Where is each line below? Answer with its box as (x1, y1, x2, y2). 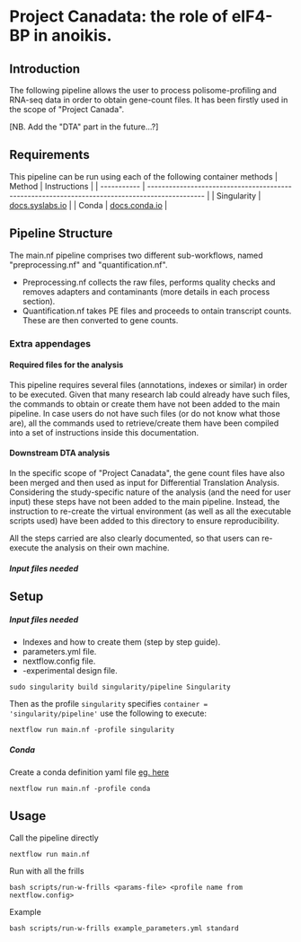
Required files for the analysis (9, 359, 124, 370)
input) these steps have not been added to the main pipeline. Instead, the (9, 496, 280, 506)
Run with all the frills (9, 865, 84, 876)
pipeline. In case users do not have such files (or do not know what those (9, 408, 280, 418)
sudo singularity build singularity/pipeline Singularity (9, 682, 231, 691)
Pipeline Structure (9, 226, 113, 242)
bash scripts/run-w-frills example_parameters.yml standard (9, 923, 240, 933)
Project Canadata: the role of (9, 6, 229, 27)
